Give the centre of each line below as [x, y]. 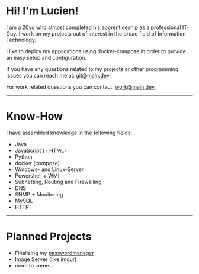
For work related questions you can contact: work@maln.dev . [81, 86]
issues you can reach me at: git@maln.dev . [59, 75]
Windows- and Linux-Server [49, 169]
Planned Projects [49, 236]
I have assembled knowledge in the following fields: [69, 133]
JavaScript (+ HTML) [40, 150]
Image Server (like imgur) [46, 259]
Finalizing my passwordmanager [54, 253]
